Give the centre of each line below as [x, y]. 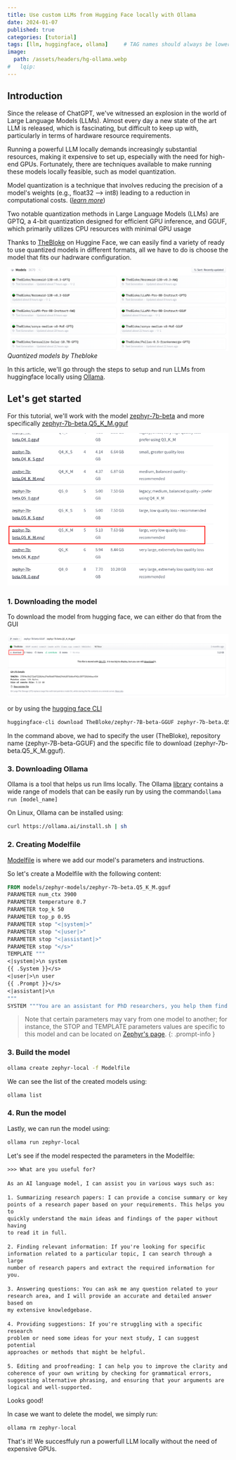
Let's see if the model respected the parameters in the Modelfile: [101, 1156]
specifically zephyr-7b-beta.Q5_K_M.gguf [68, 423]
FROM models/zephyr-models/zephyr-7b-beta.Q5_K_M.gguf [89, 887]
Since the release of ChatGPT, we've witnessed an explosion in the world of [117, 113]
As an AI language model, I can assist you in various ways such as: [111, 1183]
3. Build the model [39, 1052]
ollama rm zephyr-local [42, 1428]
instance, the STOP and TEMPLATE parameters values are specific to [125, 1027]
